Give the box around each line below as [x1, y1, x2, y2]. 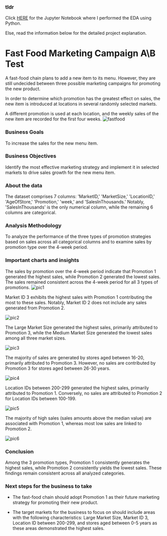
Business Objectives [5, 153, 57, 160]
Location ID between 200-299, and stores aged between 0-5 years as [12, 520, 157, 526]
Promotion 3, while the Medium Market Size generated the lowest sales [5, 329, 152, 336]
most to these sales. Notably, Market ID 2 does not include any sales [5, 299, 147, 305]
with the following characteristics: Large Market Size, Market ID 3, [12, 515, 149, 521]
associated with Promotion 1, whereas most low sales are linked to [5, 420, 142, 426]
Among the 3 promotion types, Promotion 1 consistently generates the [5, 459, 150, 465]
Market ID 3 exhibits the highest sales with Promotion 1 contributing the [5, 294, 152, 300]
